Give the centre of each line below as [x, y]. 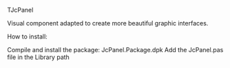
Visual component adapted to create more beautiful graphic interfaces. [108, 23]
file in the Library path [39, 57]
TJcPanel [20, 10]
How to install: [28, 36]
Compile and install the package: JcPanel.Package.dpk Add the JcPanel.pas [115, 50]
